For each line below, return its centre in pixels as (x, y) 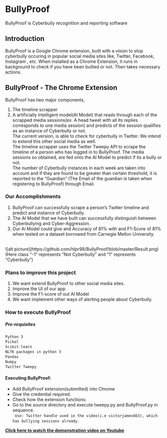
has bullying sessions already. (46, 421)
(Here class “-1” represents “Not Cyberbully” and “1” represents (71, 254)
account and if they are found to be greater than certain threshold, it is (84, 173)
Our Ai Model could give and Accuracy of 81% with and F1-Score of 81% (87, 229)
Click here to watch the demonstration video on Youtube (65, 431)
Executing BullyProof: (28, 378)
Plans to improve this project (41, 272)
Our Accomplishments (33, 197)
